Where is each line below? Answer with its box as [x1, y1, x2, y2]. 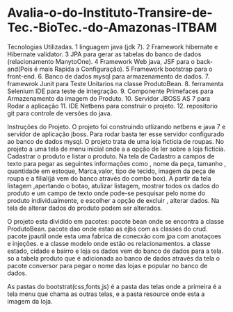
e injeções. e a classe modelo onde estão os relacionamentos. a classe [7, 239, 211, 247]
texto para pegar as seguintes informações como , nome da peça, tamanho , [7, 159, 227, 167]
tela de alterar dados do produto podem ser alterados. [7, 204, 163, 212]
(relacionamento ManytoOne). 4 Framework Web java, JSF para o [7, 57, 195, 65]
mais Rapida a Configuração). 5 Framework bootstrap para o [39, 65, 214, 73]
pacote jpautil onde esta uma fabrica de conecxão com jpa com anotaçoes [7, 231, 221, 240]
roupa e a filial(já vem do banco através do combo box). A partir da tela [7, 174, 211, 182]
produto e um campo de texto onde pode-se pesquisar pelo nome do [7, 189, 206, 197]
